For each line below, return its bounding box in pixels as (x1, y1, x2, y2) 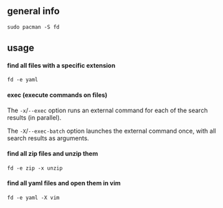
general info (7, 5, 60, 17)
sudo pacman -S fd (7, 23, 60, 30)
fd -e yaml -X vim (7, 194, 60, 201)
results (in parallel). (7, 113, 62, 122)
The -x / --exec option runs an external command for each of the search (7, 106, 208, 114)
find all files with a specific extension (7, 61, 115, 69)
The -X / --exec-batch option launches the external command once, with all (7, 127, 216, 135)
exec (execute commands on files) (7, 91, 108, 99)
